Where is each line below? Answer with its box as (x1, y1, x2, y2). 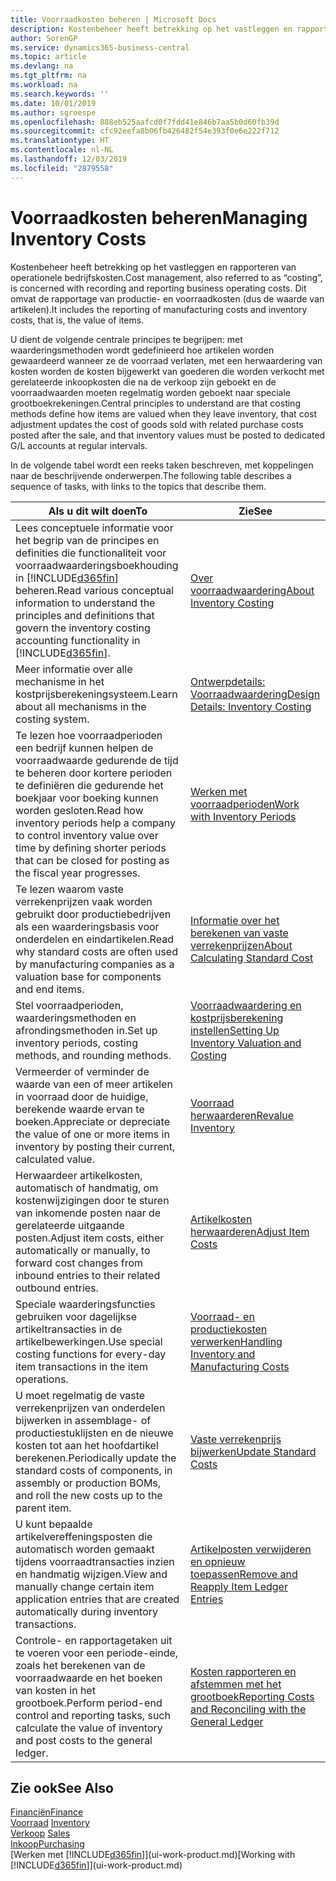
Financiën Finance (10, 1806, 84, 1818)
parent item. (15, 1501, 72, 1515)
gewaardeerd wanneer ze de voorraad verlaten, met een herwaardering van (10, 354, 323, 366)
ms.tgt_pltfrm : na (10, 71, 87, 81)
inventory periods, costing (15, 1036, 138, 1050)
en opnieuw (189, 1554, 246, 1568)
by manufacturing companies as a (15, 957, 175, 971)
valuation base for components (15, 969, 162, 983)
